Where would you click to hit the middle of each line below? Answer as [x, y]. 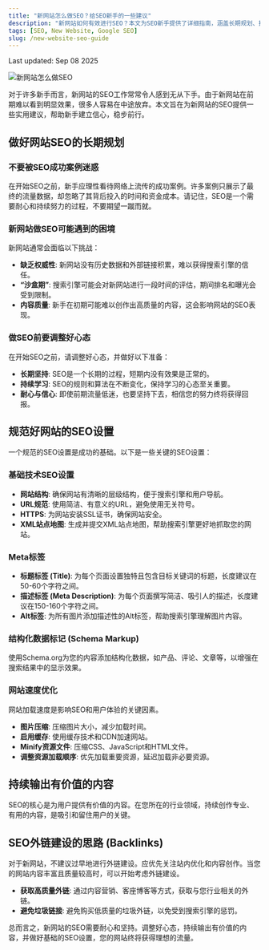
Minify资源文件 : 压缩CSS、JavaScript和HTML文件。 [106, 746]
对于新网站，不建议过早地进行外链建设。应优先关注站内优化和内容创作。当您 [134, 863]
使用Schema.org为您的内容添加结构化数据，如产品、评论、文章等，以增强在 [133, 657]
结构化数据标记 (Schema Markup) [74, 638]
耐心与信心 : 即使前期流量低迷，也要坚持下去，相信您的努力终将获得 [130, 394]
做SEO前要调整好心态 [50, 338]
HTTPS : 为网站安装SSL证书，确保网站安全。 [93, 514]
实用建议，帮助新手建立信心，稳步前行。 [82, 115]
